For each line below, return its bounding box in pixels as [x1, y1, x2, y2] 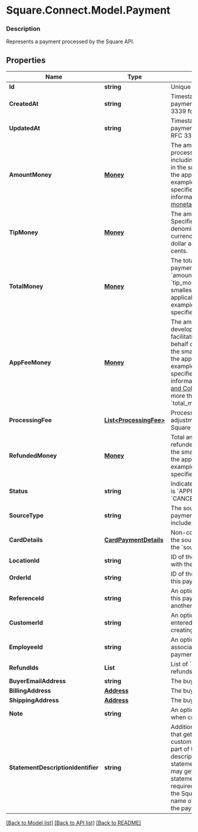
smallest [170, 286, 194, 294]
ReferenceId [9, 594, 44, 603]
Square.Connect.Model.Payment [6, 4, 171, 17]
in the [170, 163, 187, 171]
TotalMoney [9, 282, 44, 290]
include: [170, 519, 193, 527]
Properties [6, 55, 46, 65]
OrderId [9, 574, 31, 582]
